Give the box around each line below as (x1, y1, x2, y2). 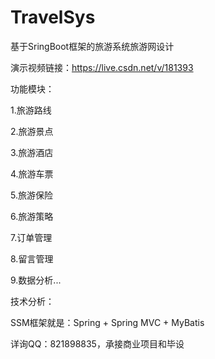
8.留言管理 (10, 252, 54, 265)
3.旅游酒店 (10, 146, 54, 158)
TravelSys (10, 6, 96, 29)
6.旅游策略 (10, 210, 54, 222)
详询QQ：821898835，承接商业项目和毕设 (10, 337, 185, 350)
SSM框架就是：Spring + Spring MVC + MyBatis (10, 316, 205, 328)
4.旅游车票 (10, 167, 54, 180)
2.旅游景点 (10, 125, 54, 137)
